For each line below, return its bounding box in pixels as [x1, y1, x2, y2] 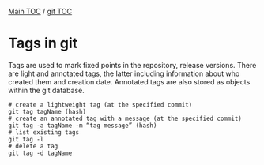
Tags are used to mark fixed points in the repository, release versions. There [8, 60, 257, 69]
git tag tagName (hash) [8, 107, 87, 115]
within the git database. [8, 85, 85, 95]
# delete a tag [8, 142, 58, 150]
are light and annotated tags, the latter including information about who [8, 69, 240, 78]
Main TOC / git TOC [8, 7, 73, 16]
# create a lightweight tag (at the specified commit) [8, 100, 193, 109]
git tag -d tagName [8, 149, 73, 157]
